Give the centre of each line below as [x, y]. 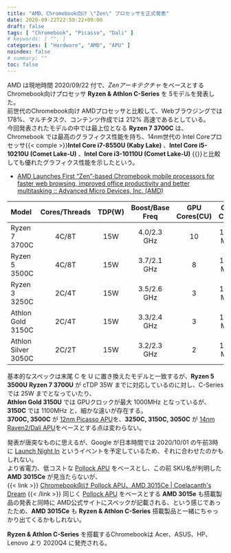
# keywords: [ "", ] [37, 39]
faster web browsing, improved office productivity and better [103, 183]
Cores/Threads [66, 212]
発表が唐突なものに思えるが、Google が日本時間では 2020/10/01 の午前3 [110, 442]
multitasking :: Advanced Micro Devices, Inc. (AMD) [90, 190]
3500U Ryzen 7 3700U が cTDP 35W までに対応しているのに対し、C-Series [115, 385]
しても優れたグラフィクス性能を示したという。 [73, 162]
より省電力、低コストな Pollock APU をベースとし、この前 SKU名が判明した [114, 468]
